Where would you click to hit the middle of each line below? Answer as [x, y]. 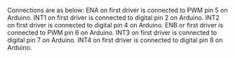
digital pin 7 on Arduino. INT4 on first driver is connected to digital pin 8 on [115, 40]
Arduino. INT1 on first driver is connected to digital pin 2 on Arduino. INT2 [113, 18]
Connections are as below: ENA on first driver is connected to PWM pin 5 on [117, 10]
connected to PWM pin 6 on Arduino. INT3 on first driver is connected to [112, 32]
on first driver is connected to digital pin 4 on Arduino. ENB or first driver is [115, 25]
